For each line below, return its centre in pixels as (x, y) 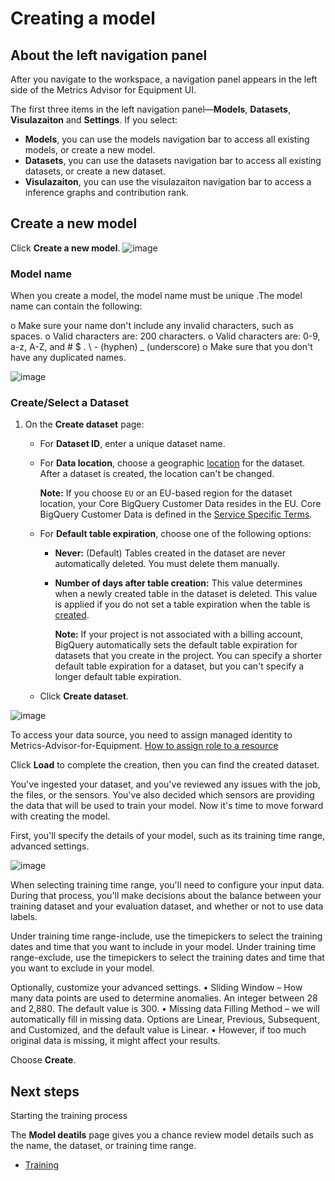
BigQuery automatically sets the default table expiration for (176, 645)
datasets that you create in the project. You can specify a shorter (188, 656)
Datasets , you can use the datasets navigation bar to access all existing (173, 160)
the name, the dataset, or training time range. (103, 1146)
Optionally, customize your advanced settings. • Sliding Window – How (156, 988)
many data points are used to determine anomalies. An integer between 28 (164, 998)
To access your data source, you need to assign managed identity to (151, 735)
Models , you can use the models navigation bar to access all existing (167, 139)
